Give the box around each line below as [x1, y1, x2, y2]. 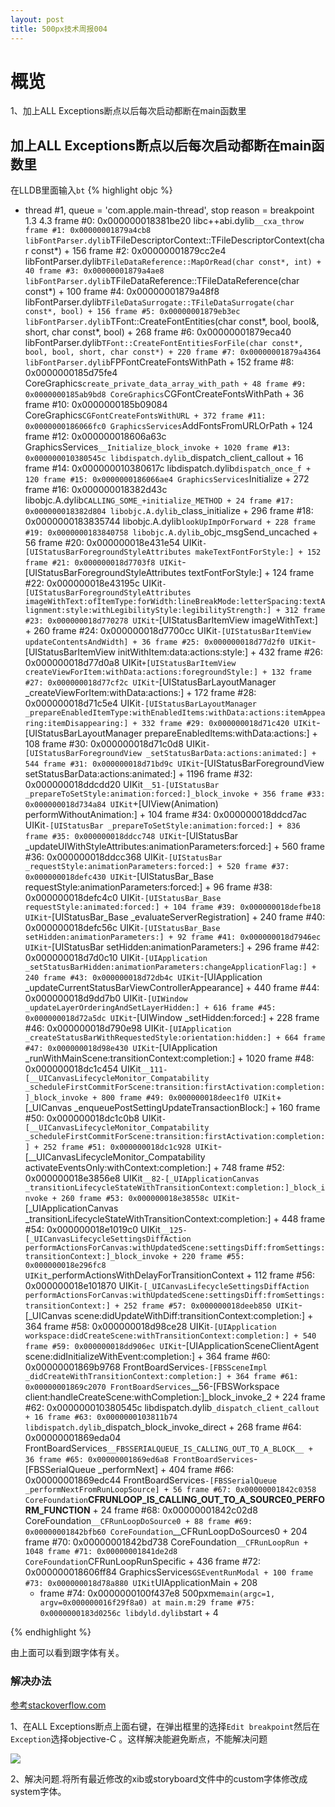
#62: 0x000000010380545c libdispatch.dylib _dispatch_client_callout [24, 1402, 320, 1414]
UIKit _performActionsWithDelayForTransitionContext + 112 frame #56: [24, 1269, 315, 1281]
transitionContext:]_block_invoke [24, 1252, 169, 1262]
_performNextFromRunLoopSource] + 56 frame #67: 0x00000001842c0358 [24, 1485, 317, 1495]
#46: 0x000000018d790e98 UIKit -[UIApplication [24, 1022, 232, 1035]
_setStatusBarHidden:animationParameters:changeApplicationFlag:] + [24, 962, 317, 973]
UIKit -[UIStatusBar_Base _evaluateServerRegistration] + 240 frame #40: [24, 911, 326, 923]
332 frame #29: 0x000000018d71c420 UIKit [141, 719, 317, 729]
